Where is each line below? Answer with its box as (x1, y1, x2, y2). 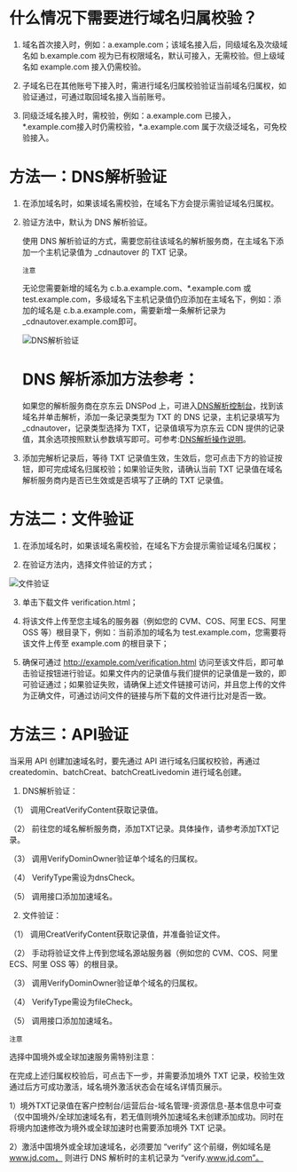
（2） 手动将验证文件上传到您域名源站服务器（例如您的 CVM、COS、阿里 (9, 947, 278, 958)
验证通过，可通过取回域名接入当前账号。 (21, 91, 170, 102)
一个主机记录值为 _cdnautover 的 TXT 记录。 (29, 246, 192, 257)
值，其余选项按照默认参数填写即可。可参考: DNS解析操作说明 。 (21, 433, 251, 444)
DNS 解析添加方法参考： (21, 369, 199, 390)
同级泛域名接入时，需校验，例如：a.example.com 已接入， (21, 110, 237, 121)
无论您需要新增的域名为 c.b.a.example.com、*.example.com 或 (21, 282, 252, 293)
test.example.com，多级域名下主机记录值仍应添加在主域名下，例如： (21, 294, 274, 305)
